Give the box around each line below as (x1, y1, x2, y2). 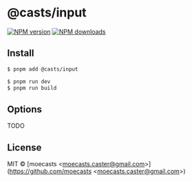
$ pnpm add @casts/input (7, 65, 78, 73)
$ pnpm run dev (7, 78, 51, 85)
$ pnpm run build (7, 84, 57, 91)
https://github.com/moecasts (9, 167, 92, 175)
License (7, 141, 42, 153)
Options (7, 103, 43, 115)
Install (7, 47, 34, 59)
